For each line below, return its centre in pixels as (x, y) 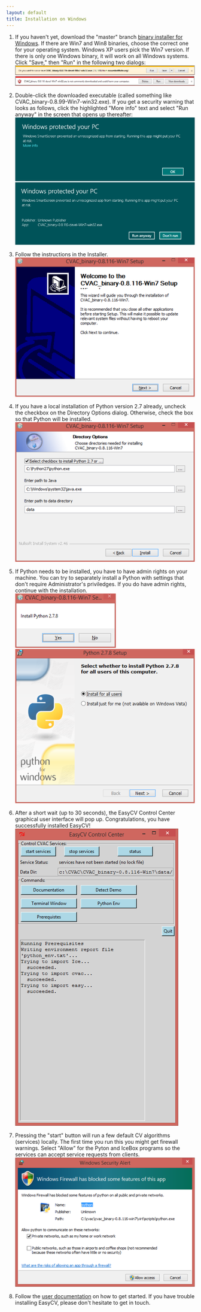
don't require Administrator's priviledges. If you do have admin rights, (100, 584)
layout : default (26, 13)
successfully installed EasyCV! (53, 826)
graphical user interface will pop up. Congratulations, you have (92, 819)
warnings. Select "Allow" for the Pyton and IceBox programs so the (98, 1148)
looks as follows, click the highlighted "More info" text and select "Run (101, 108)
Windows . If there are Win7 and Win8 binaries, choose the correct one (102, 43)
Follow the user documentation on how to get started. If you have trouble (105, 1296)
